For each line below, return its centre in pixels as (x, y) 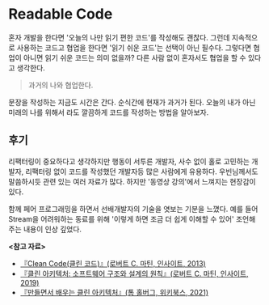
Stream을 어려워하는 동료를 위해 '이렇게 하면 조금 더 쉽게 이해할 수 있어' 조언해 (132, 218)
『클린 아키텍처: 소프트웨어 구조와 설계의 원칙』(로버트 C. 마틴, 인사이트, (134, 273)
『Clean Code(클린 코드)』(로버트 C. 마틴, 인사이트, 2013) (113, 263)
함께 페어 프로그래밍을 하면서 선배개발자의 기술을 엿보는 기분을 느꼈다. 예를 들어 (133, 209)
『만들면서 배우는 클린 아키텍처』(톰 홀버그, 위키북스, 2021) (114, 292)
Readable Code (61, 14)
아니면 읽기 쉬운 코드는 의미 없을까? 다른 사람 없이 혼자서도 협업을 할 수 (134, 57)
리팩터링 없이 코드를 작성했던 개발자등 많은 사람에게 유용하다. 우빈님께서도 (142, 172)
